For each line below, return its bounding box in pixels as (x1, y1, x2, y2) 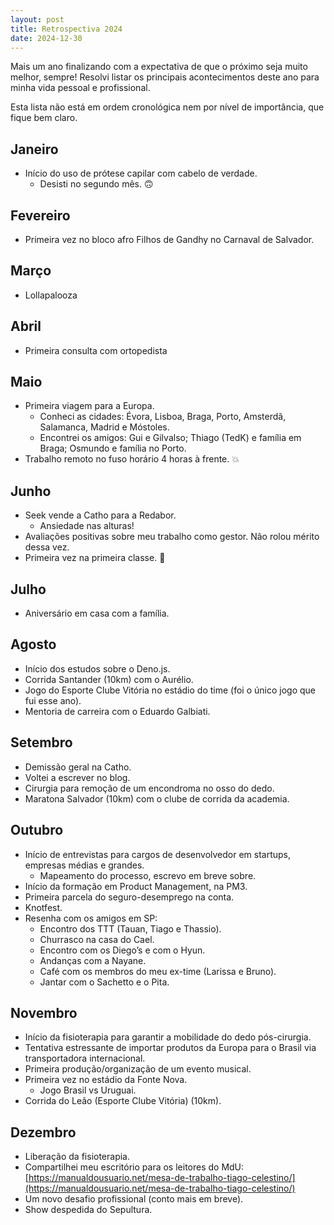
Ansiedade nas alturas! (39, 520, 135, 532)
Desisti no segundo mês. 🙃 (39, 178, 154, 190)
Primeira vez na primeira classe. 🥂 (24, 552, 166, 564)
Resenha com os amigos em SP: (24, 912, 158, 924)
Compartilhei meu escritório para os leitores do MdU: (24, 1161, 245, 1173)
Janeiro (10, 141, 59, 158)
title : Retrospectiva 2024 (10, 24, 123, 34)
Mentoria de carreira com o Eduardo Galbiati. (24, 705, 211, 717)
